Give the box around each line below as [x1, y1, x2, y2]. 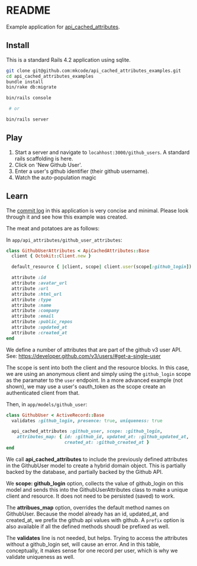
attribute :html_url [11, 291, 62, 297]
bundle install [6, 78, 44, 85]
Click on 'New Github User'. [14, 161, 82, 168]
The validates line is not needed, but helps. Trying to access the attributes [6, 534, 188, 541]
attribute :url [11, 286, 49, 292]
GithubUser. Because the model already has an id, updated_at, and [6, 510, 169, 517]
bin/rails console [6, 95, 51, 101]
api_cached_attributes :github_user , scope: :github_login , [11, 428, 163, 434]
